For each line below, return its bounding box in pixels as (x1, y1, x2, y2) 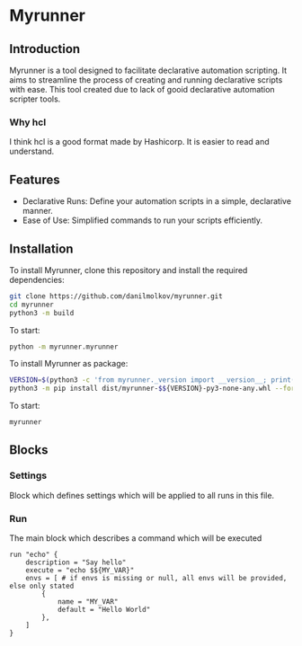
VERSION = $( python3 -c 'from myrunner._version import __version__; (9, 376, 268, 385)
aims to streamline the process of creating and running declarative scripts (9, 75, 283, 85)
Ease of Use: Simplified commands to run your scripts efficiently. (22, 215, 263, 226)
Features (9, 172, 60, 187)
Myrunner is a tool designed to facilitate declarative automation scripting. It (9, 65, 288, 75)
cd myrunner (9, 300, 54, 309)
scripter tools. (9, 93, 61, 104)
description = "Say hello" (25, 558, 127, 567)
